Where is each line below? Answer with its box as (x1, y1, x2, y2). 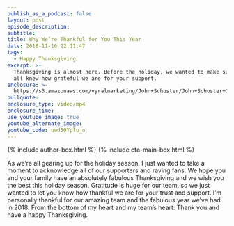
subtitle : (7, 29, 36, 37)
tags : (7, 49, 23, 56)
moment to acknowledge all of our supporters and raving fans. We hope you (7, 166, 226, 175)
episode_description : (7, 23, 70, 30)
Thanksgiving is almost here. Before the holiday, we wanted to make (13, 68, 219, 75)
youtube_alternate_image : (7, 120, 82, 127)
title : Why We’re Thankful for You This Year (7, 36, 141, 43)
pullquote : (7, 95, 39, 102)
